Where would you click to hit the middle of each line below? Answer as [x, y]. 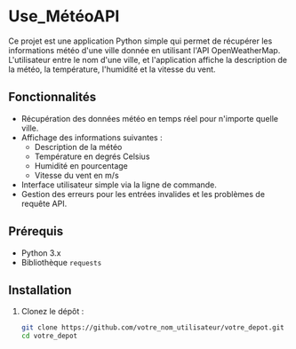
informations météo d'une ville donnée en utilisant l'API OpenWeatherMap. [144, 50]
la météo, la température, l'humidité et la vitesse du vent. [112, 69]
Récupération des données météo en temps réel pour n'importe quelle [150, 118]
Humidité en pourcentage [81, 165]
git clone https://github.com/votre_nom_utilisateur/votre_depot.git [153, 328]
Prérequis [36, 231]
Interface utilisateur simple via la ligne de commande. [119, 185]
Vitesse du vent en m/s [76, 175]
